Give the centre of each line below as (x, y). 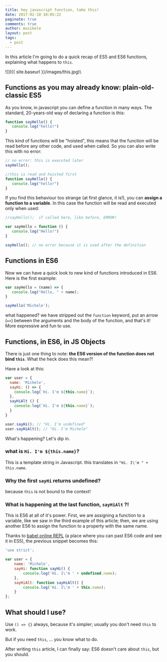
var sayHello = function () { (37, 227)
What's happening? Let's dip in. (38, 438)
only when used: (22, 208)
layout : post (19, 33)
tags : (11, 38)
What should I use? (36, 612)
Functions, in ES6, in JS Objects (55, 342)
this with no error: (23, 151)
